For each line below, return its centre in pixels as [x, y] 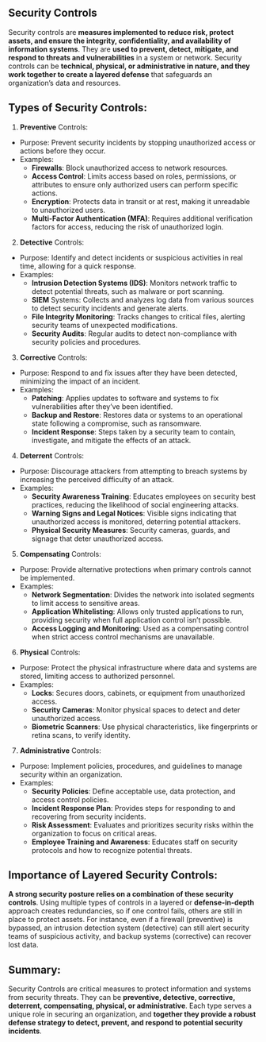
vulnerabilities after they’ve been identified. [102, 406]
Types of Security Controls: [78, 108]
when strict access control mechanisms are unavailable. [123, 637]
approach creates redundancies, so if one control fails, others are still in [125, 911]
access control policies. [70, 799]
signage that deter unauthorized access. [97, 538]
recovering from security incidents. [89, 816]
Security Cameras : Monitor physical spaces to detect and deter [136, 709]
